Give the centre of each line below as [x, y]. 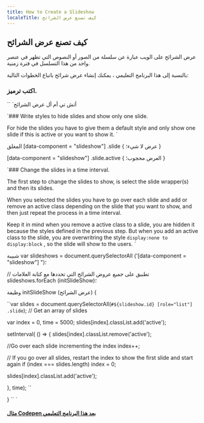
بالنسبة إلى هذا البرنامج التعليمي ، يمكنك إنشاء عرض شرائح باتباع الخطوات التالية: [98, 75]
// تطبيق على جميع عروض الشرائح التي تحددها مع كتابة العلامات [78, 274]
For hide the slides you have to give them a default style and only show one [101, 128]
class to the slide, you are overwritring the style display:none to [87, 237]
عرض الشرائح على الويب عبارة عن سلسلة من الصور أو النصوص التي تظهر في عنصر [102, 57]
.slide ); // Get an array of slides [47, 310]
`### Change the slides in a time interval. [58, 170]
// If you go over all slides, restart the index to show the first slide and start [100, 357]
